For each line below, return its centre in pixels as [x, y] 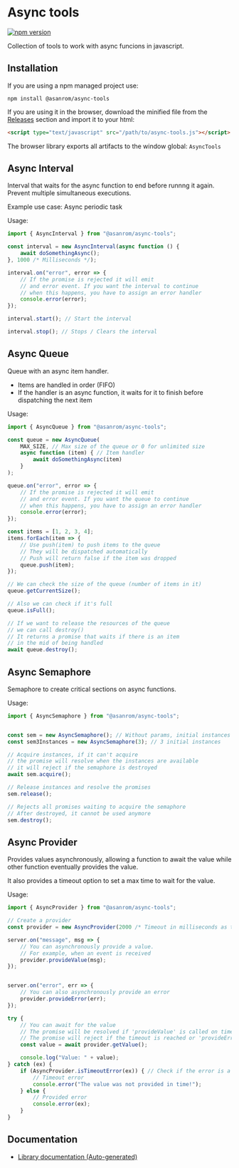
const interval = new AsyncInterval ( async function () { [94, 247]
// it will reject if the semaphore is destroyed [83, 768]
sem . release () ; [30, 794]
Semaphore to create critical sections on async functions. [92, 689]
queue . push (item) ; [47, 565]
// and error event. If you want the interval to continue [110, 286]
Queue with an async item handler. [58, 371]
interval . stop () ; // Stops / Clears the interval [83, 332]
